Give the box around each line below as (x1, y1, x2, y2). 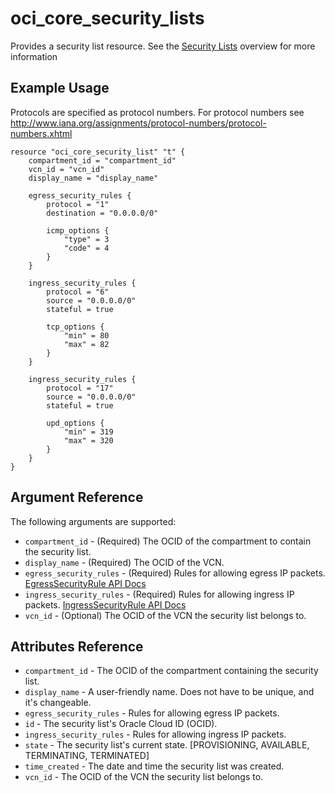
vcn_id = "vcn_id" (28, 164, 105, 174)
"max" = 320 (63, 435, 114, 446)
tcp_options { (46, 322, 105, 332)
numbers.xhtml (10, 127, 73, 139)
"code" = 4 (63, 243, 110, 253)
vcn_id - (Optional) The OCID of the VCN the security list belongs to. (24, 609, 307, 621)
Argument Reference (10, 489, 144, 506)
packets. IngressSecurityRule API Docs (24, 598, 187, 611)
